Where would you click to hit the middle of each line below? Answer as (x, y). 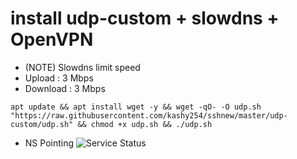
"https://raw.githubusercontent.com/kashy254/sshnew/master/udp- (149, 115)
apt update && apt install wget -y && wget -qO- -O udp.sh (136, 107)
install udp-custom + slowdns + (145, 18)
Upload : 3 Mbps (59, 78)
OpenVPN (52, 39)
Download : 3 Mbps (65, 88)
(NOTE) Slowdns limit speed (82, 67)
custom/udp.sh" (42, 124)
